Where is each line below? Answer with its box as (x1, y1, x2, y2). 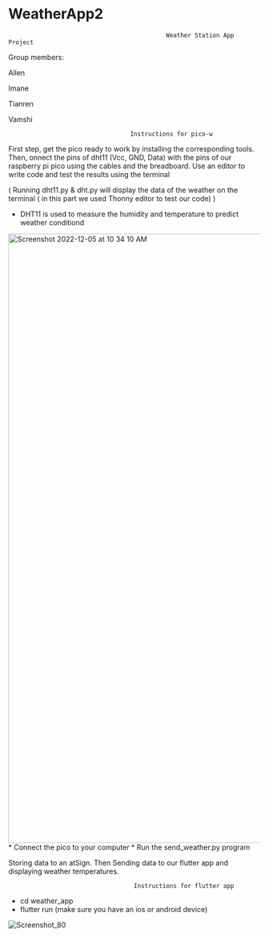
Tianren (8, 99, 34, 108)
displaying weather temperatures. (8, 866, 119, 876)
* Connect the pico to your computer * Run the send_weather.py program (8, 842, 251, 852)
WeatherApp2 (8, 5, 104, 23)
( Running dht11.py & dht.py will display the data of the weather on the (8, 185, 239, 195)
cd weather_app (19, 895, 74, 906)
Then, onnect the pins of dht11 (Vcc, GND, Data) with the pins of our (8, 152, 232, 162)
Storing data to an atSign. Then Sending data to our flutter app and (8, 858, 229, 867)
